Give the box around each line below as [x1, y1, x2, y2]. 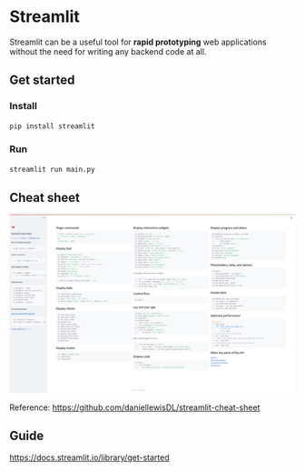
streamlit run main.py [9, 165, 95, 174]
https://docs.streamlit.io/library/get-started [9, 452, 170, 463]
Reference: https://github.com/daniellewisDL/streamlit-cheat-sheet [9, 402, 261, 413]
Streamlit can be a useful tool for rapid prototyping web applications [9, 36, 267, 47]
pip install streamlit [9, 121, 95, 131]
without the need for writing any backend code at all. [9, 45, 207, 56]
